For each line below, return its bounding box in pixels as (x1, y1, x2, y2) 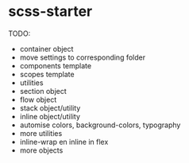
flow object (19, 95, 57, 104)
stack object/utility (19, 103, 81, 113)
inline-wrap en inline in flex (19, 137, 109, 146)
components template (19, 60, 92, 70)
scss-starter (8, 2, 93, 21)
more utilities (19, 128, 63, 138)
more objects (19, 146, 64, 155)
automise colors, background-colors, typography (19, 120, 181, 130)
